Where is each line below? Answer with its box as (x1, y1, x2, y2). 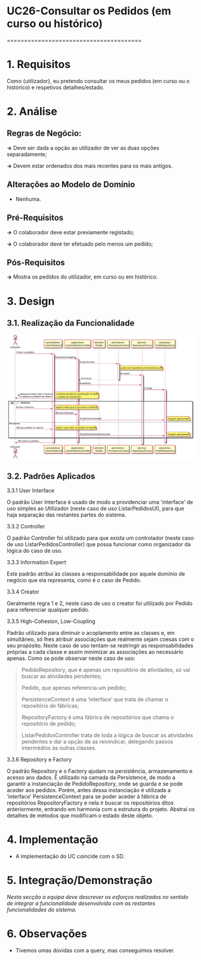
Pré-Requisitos (7, 213, 64, 223)
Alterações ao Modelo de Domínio (7, 179, 135, 189)
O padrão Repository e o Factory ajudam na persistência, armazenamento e (7, 768, 193, 775)
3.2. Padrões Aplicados (7, 471, 95, 481)
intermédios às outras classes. (21, 744, 97, 751)
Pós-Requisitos (7, 257, 65, 267)
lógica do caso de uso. (7, 547, 63, 554)
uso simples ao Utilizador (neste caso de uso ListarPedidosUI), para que (7, 505, 184, 512)
